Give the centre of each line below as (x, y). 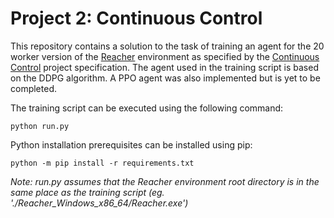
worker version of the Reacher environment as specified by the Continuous (165, 56)
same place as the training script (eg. (87, 192)
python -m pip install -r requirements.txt (102, 163)
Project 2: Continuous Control (136, 18)
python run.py (40, 126)
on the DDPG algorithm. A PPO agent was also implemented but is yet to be (165, 78)
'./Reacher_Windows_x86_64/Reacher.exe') (99, 203)
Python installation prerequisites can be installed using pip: (131, 144)
